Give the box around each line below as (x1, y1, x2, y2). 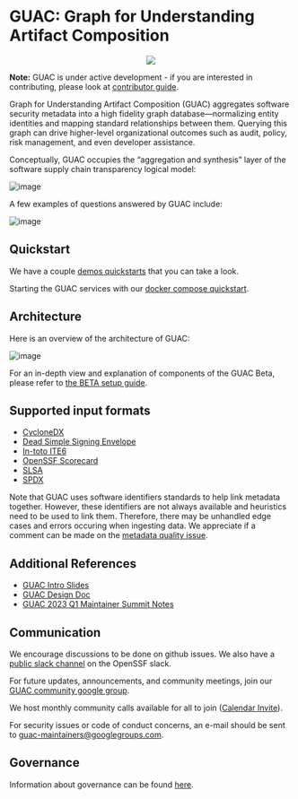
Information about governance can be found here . (9, 778, 195, 790)
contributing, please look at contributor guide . (9, 81, 180, 91)
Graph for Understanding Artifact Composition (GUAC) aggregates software (9, 99, 290, 109)
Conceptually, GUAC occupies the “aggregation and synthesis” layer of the (9, 154, 286, 165)
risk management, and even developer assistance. (9, 136, 196, 147)
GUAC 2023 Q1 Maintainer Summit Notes (22, 599, 174, 610)
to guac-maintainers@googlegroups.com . (9, 729, 164, 740)
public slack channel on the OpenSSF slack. (9, 658, 172, 669)
